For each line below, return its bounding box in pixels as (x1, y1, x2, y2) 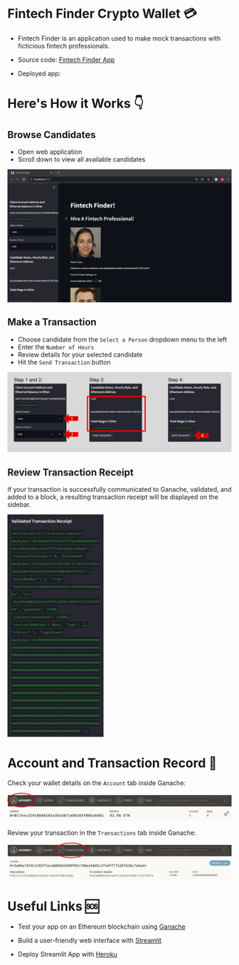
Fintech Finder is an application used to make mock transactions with (17, 33, 221, 43)
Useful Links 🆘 (7, 898, 100, 914)
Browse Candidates (7, 129, 96, 141)
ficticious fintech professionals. (17, 41, 110, 50)
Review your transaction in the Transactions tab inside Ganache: (7, 828, 196, 837)
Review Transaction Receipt (7, 466, 134, 478)
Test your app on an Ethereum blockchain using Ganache (17, 922, 186, 931)
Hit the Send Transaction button (17, 357, 112, 367)
